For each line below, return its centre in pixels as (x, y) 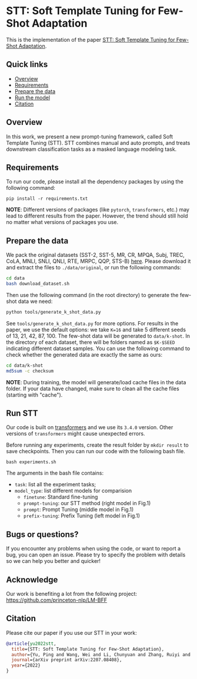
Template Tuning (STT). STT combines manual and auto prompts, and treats (98, 143)
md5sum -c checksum (30, 371)
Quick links (27, 65)
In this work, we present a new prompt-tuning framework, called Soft (90, 136)
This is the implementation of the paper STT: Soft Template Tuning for (91, 39)
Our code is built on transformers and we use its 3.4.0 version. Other (90, 427)
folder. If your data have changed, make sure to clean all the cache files (93, 388)
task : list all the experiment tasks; (55, 484)
